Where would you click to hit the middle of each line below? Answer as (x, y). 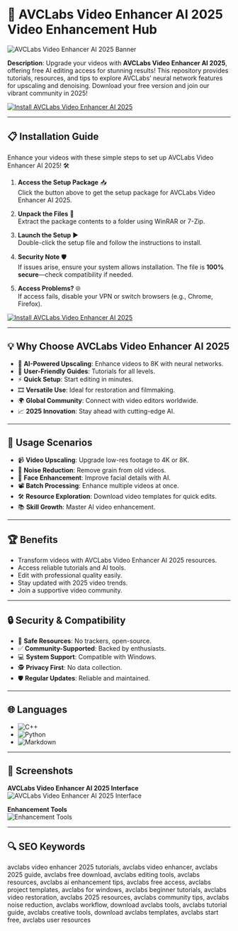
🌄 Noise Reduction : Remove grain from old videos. (92, 470)
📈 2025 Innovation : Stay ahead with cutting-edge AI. (96, 411)
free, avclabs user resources (49, 920)
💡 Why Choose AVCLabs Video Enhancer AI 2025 (119, 347)
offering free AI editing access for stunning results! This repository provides (118, 70)
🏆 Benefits (33, 540)
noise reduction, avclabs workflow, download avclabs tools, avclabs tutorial (117, 905)
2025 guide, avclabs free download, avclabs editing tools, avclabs (104, 875)
